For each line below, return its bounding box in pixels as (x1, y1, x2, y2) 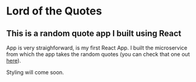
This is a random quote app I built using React (6, 28, 181, 39)
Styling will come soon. (6, 69, 65, 76)
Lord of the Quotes (6, 4, 102, 18)
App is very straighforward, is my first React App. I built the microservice (6, 44, 188, 51)
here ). (6, 57, 21, 64)
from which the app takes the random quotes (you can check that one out (6, 51, 190, 58)
